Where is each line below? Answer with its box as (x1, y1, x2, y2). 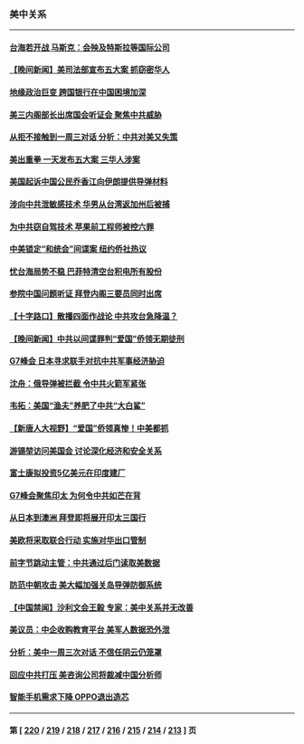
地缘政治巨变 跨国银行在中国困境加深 (9, 87, 147, 98)
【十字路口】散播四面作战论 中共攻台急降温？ (9, 310, 178, 322)
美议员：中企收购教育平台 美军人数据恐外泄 (9, 625, 170, 635)
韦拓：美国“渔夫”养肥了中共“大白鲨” (9, 400, 147, 411)
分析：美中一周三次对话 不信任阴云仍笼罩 (9, 646, 163, 657)
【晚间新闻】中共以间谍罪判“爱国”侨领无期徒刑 (9, 333, 185, 344)
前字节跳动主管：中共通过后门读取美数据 (9, 557, 160, 568)
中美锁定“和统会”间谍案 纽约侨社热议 (9, 243, 147, 254)
